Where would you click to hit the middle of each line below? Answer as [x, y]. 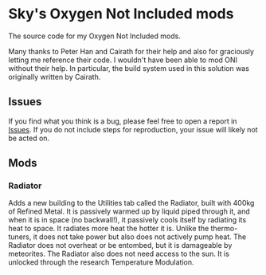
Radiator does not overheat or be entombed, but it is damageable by [120, 246]
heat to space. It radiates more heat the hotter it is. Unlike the [109, 229]
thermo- [224, 229]
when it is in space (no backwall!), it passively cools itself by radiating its [127, 220]
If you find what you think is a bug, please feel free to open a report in [123, 121]
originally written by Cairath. [55, 77]
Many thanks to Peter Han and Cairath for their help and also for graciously [131, 51]
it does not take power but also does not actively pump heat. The [140, 237]
